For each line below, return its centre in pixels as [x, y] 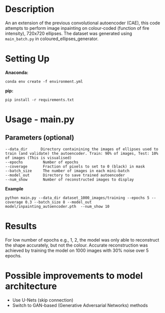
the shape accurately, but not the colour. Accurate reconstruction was [77, 245]
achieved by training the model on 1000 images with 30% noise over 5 [77, 250]
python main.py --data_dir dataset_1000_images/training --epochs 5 [77, 198]
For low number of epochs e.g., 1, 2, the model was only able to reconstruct [82, 240]
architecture [31, 286]
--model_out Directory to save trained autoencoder [65, 175]
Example [14, 188]
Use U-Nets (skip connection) [43, 300]
